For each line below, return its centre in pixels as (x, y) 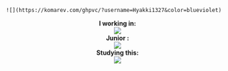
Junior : (118, 38)
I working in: (118, 23)
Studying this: (118, 53)
